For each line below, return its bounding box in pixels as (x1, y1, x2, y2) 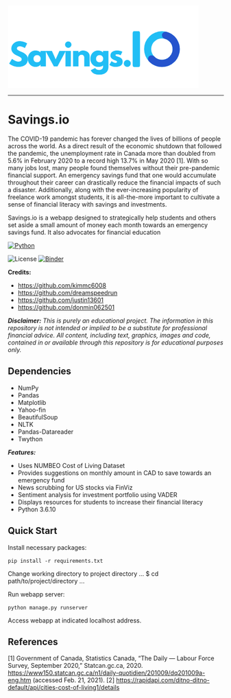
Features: (8, 448, 36, 456)
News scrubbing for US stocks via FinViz (17, 483, 133, 491)
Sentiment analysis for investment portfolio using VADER (17, 490, 178, 499)
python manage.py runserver (8, 604, 88, 611)
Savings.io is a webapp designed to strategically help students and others (8, 213, 217, 222)
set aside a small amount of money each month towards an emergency (8, 220, 208, 229)
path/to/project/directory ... (8, 577, 85, 585)
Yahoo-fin (17, 406, 47, 414)
